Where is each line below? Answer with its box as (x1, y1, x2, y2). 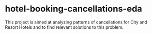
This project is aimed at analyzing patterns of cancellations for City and (5, 19, 148, 25)
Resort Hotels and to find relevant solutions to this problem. (5, 24, 123, 30)
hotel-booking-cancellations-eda (5, 3, 142, 14)
